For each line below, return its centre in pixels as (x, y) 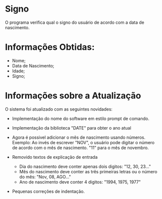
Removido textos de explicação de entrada (55, 157)
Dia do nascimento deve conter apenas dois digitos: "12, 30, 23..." (85, 166)
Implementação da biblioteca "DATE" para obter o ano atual (72, 128)
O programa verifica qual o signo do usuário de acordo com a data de (75, 22)
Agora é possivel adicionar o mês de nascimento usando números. (79, 137)
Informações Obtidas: (50, 47)
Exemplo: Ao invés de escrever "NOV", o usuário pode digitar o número (83, 142)
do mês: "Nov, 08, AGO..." (45, 177)
